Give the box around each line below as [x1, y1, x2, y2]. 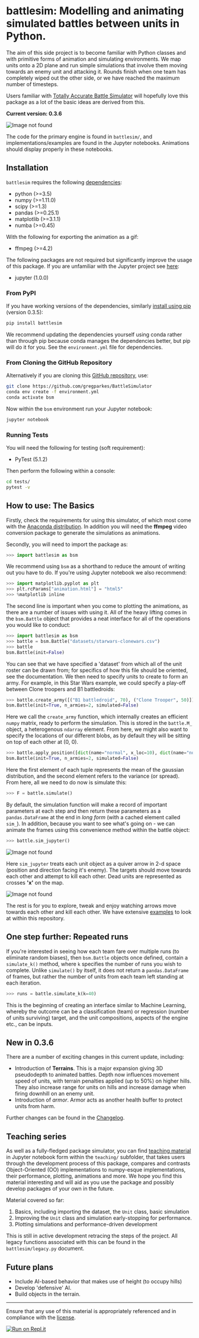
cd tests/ [6, 479, 31, 485]
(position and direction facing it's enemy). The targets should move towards [6, 866, 191, 873]
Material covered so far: [6, 1197, 65, 1204]
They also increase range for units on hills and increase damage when [14, 1084, 187, 1091]
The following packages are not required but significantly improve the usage [6, 256, 192, 263]
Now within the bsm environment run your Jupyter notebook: [6, 405, 153, 412]
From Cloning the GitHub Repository [6, 358, 113, 367]
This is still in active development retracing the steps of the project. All [6, 1232, 178, 1239]
